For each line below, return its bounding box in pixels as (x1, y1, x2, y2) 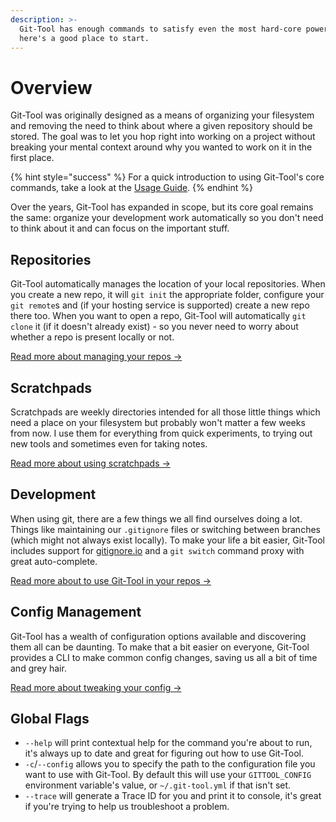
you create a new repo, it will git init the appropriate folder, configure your (10, 289, 325, 301)
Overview (10, 76, 93, 99)
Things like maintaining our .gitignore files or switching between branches (10, 523, 321, 535)
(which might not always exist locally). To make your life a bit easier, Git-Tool (10, 534, 326, 546)
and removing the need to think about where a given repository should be (10, 120, 313, 132)
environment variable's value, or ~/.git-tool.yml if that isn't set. (24, 779, 292, 791)
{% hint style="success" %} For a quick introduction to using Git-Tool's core (10, 171, 325, 183)
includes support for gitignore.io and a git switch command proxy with (10, 544, 305, 556)
